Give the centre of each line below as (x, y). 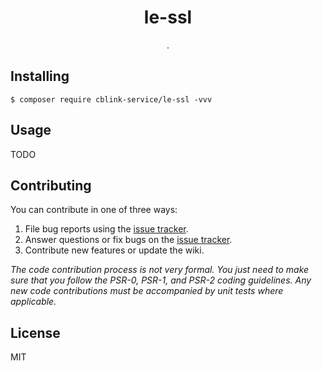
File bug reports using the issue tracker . (106, 229)
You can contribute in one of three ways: (94, 210)
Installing (40, 76)
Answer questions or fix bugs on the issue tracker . (128, 240)
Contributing (51, 185)
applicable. (33, 302)
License (35, 332)
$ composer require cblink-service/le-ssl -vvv (111, 99)
